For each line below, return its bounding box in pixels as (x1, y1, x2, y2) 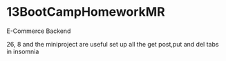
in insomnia (6, 47, 39, 56)
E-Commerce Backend (6, 27, 71, 35)
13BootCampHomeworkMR (6, 4, 165, 20)
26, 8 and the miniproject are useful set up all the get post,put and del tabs (6, 40, 219, 48)
